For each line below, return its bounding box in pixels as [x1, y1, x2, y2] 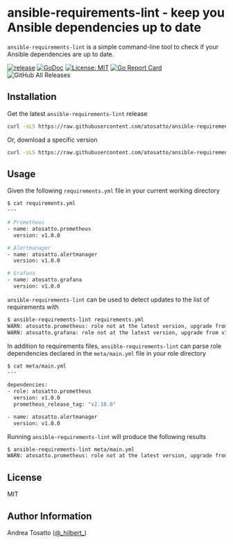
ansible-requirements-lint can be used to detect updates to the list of [7, 295, 209, 304]
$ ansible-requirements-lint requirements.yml [7, 316, 144, 323]
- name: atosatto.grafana [7, 277, 82, 283]
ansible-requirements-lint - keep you [7, 5, 225, 21]
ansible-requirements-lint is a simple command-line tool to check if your [7, 42, 219, 51]
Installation [7, 91, 57, 103]
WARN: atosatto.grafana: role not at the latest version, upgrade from [7, 329, 218, 336]
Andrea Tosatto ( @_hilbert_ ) [7, 528, 87, 536]
